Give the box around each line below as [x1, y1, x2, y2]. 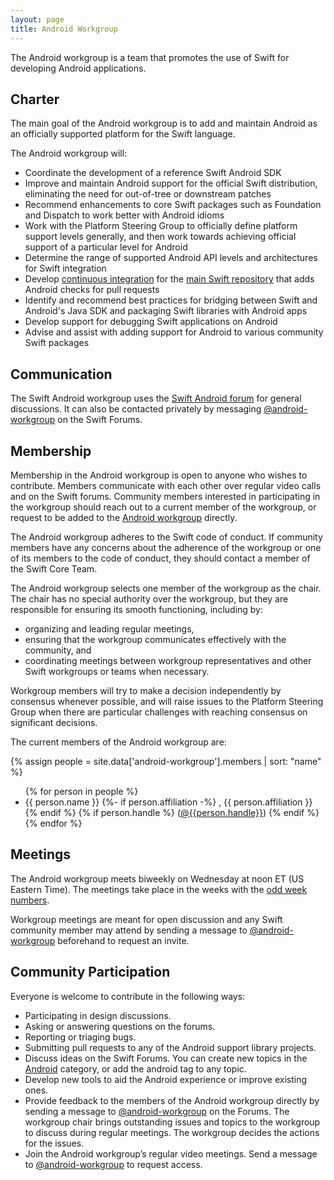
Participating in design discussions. [24, 1009, 172, 1021]
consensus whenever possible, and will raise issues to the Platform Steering [10, 695, 324, 707]
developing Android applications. [10, 62, 147, 74]
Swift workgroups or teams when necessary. [24, 665, 210, 677]
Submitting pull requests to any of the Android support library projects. [24, 1041, 317, 1053]
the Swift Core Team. [10, 562, 98, 575]
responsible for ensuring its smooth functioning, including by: [10, 603, 264, 615]
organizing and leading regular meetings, [24, 622, 195, 635]
